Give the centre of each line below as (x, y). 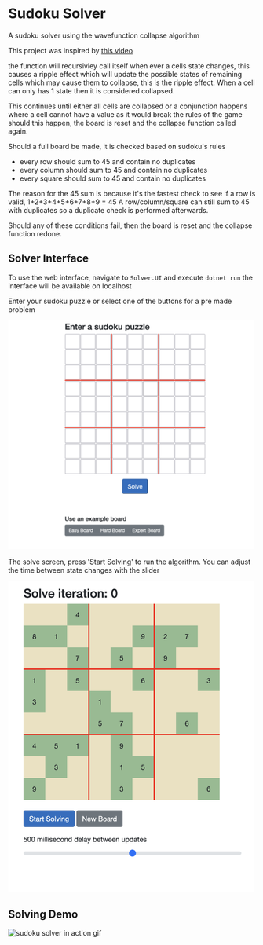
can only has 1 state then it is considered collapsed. (91, 90)
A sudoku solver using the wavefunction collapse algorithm (104, 35)
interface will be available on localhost (70, 286)
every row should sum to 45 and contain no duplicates (108, 161)
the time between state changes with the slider (84, 570)
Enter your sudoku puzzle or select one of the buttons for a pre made (120, 301)
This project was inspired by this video (71, 50)
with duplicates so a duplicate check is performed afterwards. (108, 210)
